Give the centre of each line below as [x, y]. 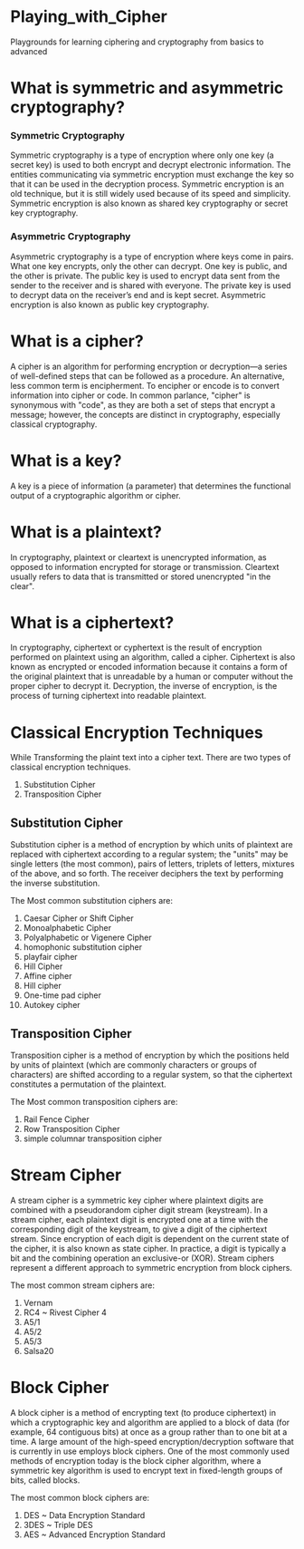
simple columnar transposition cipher [92, 1138]
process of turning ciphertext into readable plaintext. [109, 696]
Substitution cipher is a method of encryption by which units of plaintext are [152, 845]
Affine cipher [47, 976]
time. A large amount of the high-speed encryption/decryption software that [152, 1441]
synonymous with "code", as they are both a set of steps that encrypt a [143, 404]
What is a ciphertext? [92, 622]
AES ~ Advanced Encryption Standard [94, 1534]
